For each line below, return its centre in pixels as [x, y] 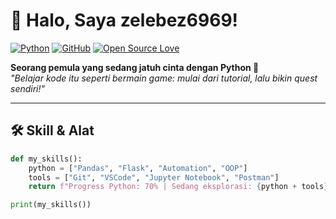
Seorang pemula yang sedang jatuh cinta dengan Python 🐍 [135, 67]
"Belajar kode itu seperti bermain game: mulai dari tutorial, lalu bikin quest [164, 78]
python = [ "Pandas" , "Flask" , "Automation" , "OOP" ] [138, 168]
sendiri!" [28, 88]
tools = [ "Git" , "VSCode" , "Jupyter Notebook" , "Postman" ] [154, 177]
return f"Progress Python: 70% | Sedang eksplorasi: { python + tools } [178, 187]
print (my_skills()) [51, 205]
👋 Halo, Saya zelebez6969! [124, 20]
